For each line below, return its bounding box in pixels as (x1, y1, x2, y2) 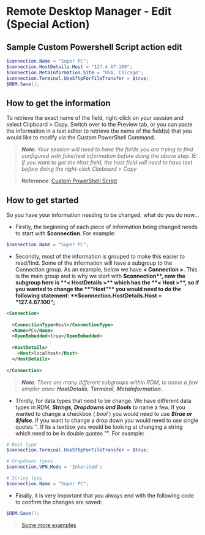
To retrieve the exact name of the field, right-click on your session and (6, 114, 184, 122)
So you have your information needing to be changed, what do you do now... (6, 211, 199, 219)
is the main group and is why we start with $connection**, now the (15, 272, 185, 279)
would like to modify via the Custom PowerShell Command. (6, 134, 156, 141)
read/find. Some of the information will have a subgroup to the (15, 259, 173, 267)
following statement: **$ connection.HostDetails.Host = (15, 292, 162, 299)
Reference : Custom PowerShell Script (21, 177, 117, 185)
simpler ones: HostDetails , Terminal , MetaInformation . (21, 385, 163, 392)
